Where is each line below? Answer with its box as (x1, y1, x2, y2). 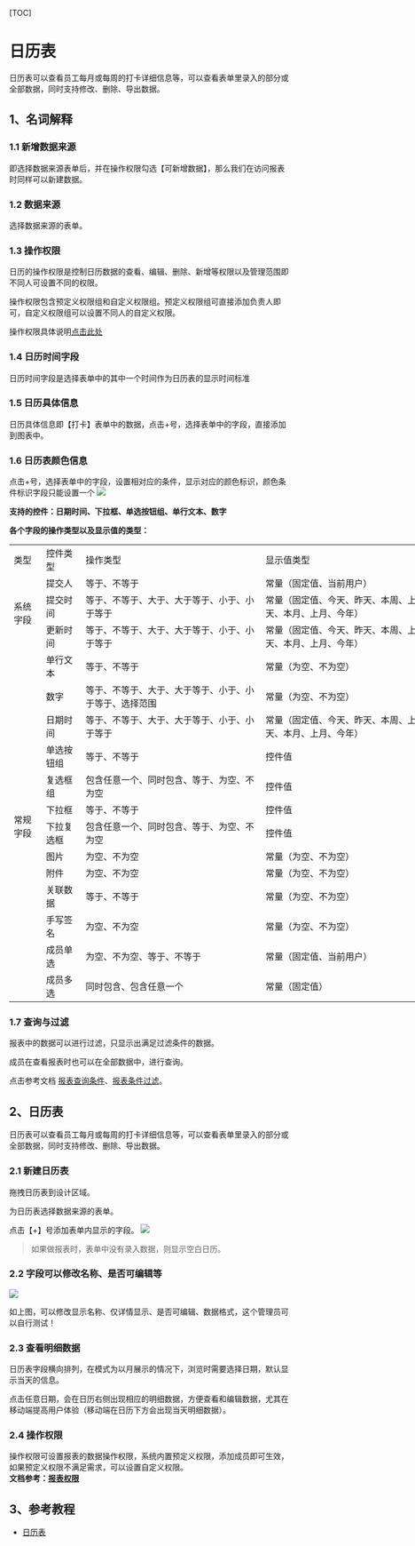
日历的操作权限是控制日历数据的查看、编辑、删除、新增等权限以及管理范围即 (9, 267, 289, 277)
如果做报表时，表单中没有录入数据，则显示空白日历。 (30, 1243, 226, 1254)
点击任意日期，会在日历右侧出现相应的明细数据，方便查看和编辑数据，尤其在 (9, 1394, 289, 1405)
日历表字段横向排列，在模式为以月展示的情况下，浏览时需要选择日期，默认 (9, 1364, 281, 1375)
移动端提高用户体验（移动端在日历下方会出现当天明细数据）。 (9, 1405, 231, 1415)
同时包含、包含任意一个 (85, 981, 184, 993)
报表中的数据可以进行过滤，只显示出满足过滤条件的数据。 (9, 1038, 219, 1048)
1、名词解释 (9, 112, 74, 127)
